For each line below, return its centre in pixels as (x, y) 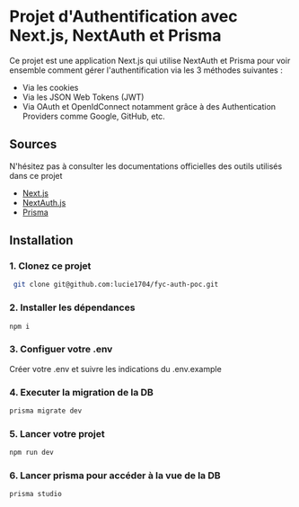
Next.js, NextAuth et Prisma (115, 36)
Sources (33, 144)
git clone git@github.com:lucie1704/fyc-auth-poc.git (116, 285)
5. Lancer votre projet (57, 433)
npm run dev (31, 453)
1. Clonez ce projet (50, 266)
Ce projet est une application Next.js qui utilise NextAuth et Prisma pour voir (150, 60)
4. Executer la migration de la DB (82, 392)
